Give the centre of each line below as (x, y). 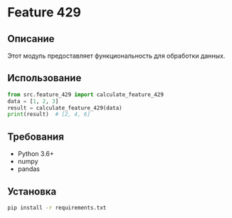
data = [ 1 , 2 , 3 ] (33, 101)
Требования (36, 136)
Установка (32, 191)
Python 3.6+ (36, 154)
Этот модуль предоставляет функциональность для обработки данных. (116, 56)
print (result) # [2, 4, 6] (49, 115)
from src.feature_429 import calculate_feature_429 (85, 94)
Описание (31, 39)
